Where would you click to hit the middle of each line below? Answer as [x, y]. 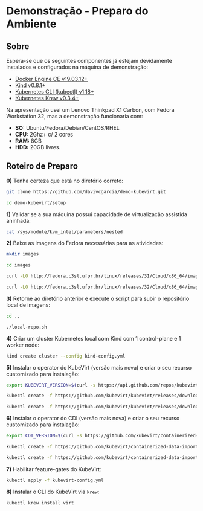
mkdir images [23, 254]
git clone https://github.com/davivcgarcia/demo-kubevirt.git [86, 191]
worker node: [23, 345]
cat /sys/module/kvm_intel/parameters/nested [64, 232]
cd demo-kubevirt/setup [36, 203]
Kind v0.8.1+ [30, 85]
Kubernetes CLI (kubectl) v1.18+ [55, 92]
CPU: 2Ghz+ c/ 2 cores [44, 134]
